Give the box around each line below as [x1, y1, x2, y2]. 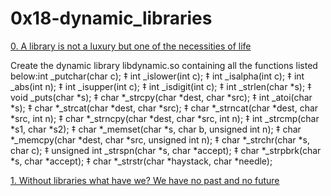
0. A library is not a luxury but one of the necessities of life [10, 40, 252, 52]
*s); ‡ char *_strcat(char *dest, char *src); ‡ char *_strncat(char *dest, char [10, 102, 319, 114]
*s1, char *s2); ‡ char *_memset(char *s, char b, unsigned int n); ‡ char [10, 123, 302, 135]
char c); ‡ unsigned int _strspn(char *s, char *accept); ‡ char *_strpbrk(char [10, 144, 322, 156]
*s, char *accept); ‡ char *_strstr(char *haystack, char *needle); [10, 155, 273, 167]
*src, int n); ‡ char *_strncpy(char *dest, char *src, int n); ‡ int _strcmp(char [10, 112, 320, 124]
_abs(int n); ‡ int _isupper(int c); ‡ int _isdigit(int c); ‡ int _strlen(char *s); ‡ [10, 80, 312, 92]
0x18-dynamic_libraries [10, 7, 213, 30]
